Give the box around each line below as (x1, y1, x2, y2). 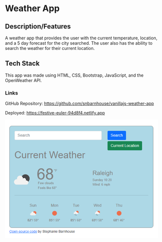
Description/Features (5, 22, 71, 31)
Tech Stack (5, 59, 40, 68)
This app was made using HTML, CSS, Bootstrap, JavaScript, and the (5, 72, 144, 78)
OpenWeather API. (5, 77, 42, 83)
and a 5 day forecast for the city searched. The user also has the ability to (5, 40, 153, 46)
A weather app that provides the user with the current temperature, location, (5, 35, 158, 41)
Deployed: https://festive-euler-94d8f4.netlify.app (5, 110, 105, 116)
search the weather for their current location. (5, 46, 95, 51)
